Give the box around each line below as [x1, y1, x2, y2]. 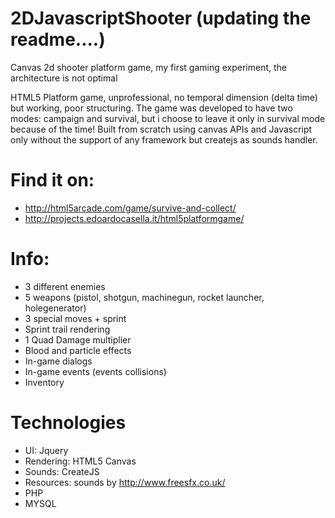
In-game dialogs [24, 355, 93, 367]
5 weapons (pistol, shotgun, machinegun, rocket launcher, [24, 291, 265, 303]
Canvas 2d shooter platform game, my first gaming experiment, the [10, 61, 288, 73]
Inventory [24, 376, 65, 388]
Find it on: [10, 169, 95, 192]
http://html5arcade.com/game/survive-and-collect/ [24, 202, 237, 214]
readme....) [10, 28, 106, 51]
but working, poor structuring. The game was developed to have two [10, 102, 293, 114]
